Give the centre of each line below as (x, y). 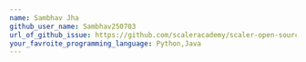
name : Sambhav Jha (44, 18)
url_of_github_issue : (51, 35)
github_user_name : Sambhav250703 (73, 26)
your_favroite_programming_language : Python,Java (106, 43)
